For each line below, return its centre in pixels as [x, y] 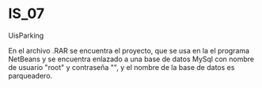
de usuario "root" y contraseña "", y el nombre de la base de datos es [122, 67]
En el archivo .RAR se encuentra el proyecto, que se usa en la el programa [129, 50]
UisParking [26, 35]
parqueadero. [30, 75]
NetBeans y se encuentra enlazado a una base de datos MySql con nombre [131, 59]
